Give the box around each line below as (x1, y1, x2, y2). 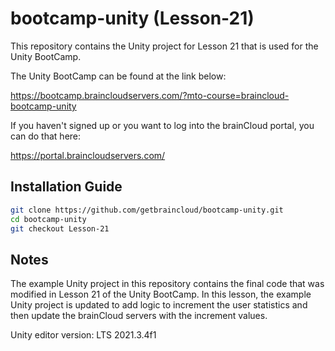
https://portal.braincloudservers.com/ (10, 149, 166, 161)
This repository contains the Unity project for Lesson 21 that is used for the (10, 40, 319, 52)
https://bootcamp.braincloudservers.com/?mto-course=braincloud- (10, 89, 290, 101)
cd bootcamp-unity (10, 214, 87, 224)
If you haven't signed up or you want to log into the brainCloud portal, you (10, 119, 315, 131)
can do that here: (10, 130, 82, 142)
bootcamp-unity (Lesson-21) (10, 7, 255, 30)
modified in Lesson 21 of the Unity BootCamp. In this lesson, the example (10, 288, 312, 301)
